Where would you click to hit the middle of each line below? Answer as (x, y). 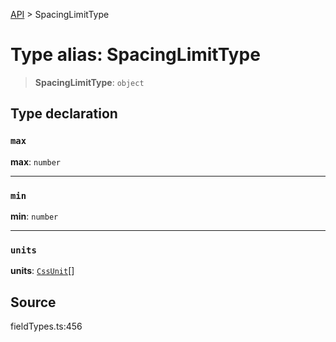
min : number (34, 216)
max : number (35, 161)
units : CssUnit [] (42, 271)
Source (33, 302)
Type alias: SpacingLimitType (135, 55)
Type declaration (64, 114)
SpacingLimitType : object (89, 82)
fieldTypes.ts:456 (46, 326)
